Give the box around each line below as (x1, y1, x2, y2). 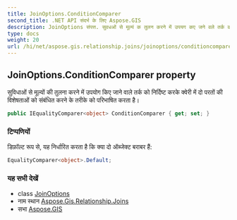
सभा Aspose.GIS (17, 205, 63, 214)
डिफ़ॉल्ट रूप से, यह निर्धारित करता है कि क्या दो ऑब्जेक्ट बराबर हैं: (7, 142, 152, 151)
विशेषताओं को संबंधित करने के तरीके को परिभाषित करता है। (7, 96, 140, 104)
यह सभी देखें (7, 173, 39, 183)
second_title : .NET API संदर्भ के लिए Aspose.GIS (7, 17, 141, 24)
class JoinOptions (17, 190, 71, 198)
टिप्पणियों (7, 126, 30, 136)
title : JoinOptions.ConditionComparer (7, 10, 121, 18)
